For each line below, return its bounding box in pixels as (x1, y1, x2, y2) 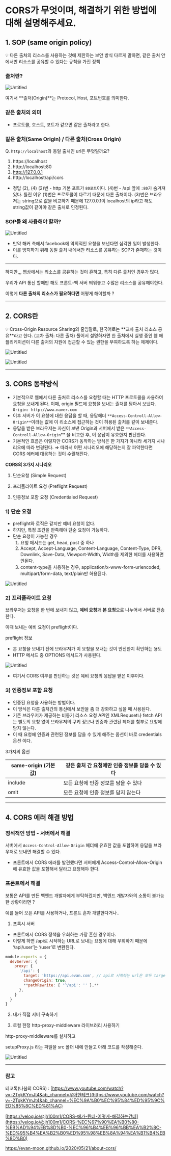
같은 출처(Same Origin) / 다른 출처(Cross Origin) (5, 136, 121, 143)
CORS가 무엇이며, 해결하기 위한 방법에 (5, 5, 157, 16)
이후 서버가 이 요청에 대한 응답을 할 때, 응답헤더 (12, 412, 106, 418)
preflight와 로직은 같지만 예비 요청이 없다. (12, 520, 96, 527)
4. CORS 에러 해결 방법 (5, 813, 74, 822)
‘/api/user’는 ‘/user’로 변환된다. (12, 944, 75, 950)
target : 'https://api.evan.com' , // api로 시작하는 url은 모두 (23, 973, 152, 979)
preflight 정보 (5, 635, 33, 641)
